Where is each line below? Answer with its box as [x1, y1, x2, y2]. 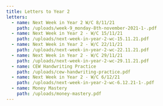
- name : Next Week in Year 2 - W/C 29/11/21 [11, 52, 123, 58]
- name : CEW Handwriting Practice [11, 63, 96, 69]
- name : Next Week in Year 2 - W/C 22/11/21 [11, 42, 123, 48]
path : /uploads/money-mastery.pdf [17, 91, 102, 97]
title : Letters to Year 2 [6, 8, 70, 15]
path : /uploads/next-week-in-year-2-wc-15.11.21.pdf [17, 36, 149, 42]
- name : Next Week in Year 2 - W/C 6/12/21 [11, 74, 120, 80]
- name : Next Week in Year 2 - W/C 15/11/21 [11, 31, 123, 37]
